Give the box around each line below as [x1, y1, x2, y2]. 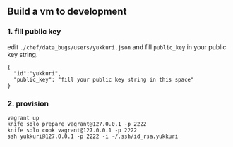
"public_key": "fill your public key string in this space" [13, 76, 194, 83]
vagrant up [7, 114, 40, 122]
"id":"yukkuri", [13, 70, 61, 77]
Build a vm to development [7, 6, 127, 18]
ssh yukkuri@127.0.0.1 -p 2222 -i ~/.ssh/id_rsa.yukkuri [7, 133, 179, 140]
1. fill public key [7, 27, 61, 37]
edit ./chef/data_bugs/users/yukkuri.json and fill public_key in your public [7, 42, 227, 51]
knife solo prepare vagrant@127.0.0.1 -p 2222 [7, 120, 147, 127]
